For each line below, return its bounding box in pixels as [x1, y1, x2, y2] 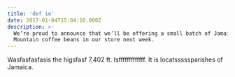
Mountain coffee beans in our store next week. [13, 36, 155, 43]
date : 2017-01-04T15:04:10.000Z [7, 17, 101, 24]
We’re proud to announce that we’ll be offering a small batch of [13, 29, 211, 37]
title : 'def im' [7, 10, 55, 17]
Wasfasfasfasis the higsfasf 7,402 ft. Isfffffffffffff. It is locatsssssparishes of [7, 55, 224, 64]
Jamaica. [7, 63, 34, 71]
